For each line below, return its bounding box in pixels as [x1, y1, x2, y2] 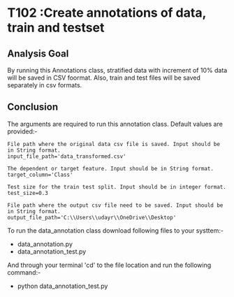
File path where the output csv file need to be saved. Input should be [7, 201, 224, 209]
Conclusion [7, 101, 59, 113]
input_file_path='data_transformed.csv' [7, 152, 127, 160]
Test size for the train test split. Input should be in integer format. [7, 183, 227, 190]
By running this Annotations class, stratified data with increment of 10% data [7, 66, 228, 74]
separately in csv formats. [7, 81, 82, 89]
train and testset [7, 20, 105, 36]
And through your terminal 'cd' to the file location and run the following [7, 261, 212, 269]
